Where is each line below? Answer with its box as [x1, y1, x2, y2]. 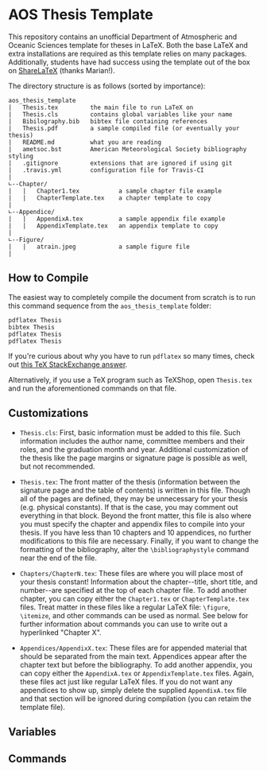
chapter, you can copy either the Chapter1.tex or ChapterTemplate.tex [19, 594, 250, 603]
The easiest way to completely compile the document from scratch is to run [8, 292, 256, 302]
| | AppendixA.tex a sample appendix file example [8, 215, 226, 223]
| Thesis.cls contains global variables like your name [8, 110, 233, 119]
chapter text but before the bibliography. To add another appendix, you [19, 660, 253, 669]
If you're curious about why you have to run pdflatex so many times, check [8, 351, 255, 360]
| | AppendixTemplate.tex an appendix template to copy [8, 221, 219, 230]
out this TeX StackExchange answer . [8, 360, 128, 369]
